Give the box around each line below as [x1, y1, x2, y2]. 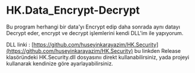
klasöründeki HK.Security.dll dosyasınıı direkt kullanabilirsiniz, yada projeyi [6, 53, 190, 61]
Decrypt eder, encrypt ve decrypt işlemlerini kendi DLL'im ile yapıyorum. [6, 29, 184, 36]
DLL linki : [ [6, 41, 34, 48]
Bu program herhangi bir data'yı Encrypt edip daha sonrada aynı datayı [6, 23, 181, 30]
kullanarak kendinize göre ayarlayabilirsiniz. [6, 60, 113, 67]
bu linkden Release [134, 47, 181, 54]
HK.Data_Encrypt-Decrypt [6, 4, 140, 17]
